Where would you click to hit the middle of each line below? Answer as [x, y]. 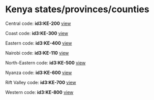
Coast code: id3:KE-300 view [37, 33]
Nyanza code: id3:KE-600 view [39, 73]
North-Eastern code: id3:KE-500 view [45, 62]
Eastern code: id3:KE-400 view [39, 43]
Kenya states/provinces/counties [77, 9]
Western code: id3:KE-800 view [39, 92]
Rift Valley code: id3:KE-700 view [41, 82]
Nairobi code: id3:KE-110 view [37, 53]
